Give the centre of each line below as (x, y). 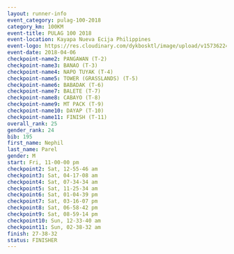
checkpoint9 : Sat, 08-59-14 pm (53, 214)
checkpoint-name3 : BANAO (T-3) (53, 65)
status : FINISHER (32, 240)
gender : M (22, 156)
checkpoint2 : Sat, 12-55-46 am (53, 169)
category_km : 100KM (36, 26)
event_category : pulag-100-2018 (54, 20)
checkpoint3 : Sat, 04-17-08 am (53, 175)
